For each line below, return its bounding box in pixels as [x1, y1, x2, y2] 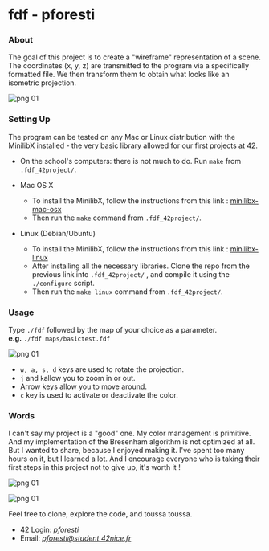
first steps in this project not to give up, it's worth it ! [8, 463, 181, 472]
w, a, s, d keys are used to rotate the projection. [19, 365, 185, 374]
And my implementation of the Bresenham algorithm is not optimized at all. [8, 437, 255, 447]
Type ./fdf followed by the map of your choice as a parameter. [8, 325, 218, 335]
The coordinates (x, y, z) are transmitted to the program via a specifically [8, 61, 250, 71]
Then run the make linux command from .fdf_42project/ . [31, 287, 223, 296]
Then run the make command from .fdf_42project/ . [31, 213, 202, 222]
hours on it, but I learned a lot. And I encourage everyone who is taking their [8, 454, 260, 463]
